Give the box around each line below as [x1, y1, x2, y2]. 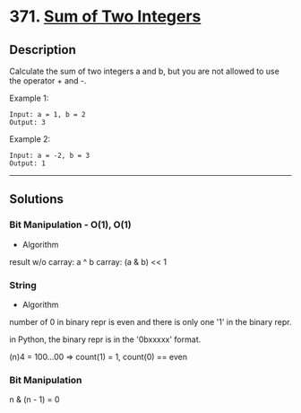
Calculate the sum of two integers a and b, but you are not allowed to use [9, 66, 279, 76]
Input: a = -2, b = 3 [9, 151, 90, 160]
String [9, 278, 38, 291]
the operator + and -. [9, 75, 87, 86]
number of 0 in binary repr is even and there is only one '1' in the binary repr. [9, 316, 292, 327]
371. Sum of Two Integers [9, 6, 202, 27]
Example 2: [9, 134, 51, 145]
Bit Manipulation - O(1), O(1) [9, 218, 132, 231]
